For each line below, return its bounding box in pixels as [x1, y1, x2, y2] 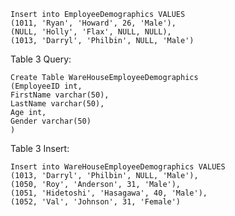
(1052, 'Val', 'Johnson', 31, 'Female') [10, 197, 182, 207]
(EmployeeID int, [10, 81, 83, 91]
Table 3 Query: [10, 53, 72, 65]
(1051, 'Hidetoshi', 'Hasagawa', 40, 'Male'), [10, 188, 208, 198]
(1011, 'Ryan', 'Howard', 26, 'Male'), [10, 18, 177, 28]
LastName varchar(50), [10, 99, 105, 109]
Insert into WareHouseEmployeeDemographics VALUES [10, 162, 226, 172]
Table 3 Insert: [10, 143, 70, 154]
